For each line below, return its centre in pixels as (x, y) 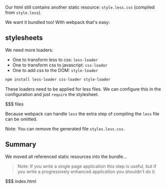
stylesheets (24, 38)
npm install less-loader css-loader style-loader (58, 79)
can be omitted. (21, 119)
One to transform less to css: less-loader (55, 59)
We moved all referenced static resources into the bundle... (66, 156)
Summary (21, 144)
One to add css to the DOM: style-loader (55, 70)
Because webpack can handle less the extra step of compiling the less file (82, 113)
